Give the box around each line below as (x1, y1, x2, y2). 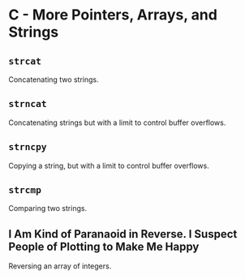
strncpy (8, 141, 47, 153)
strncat (8, 98, 47, 110)
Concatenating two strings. (8, 75, 99, 84)
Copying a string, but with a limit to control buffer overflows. (8, 161, 209, 170)
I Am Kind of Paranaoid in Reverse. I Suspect (8, 227, 238, 241)
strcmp (8, 184, 42, 196)
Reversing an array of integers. (8, 261, 112, 271)
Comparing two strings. (8, 204, 88, 213)
